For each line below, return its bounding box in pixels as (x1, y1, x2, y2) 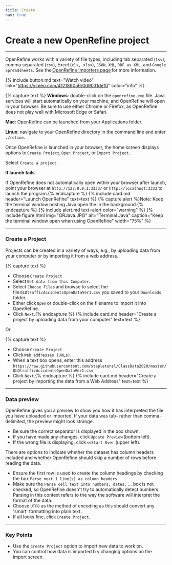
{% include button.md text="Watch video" (5, 77, 94, 83)
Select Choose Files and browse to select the (12, 283, 109, 289)
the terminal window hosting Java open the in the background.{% (5, 202, 144, 208)
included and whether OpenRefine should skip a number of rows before (5, 454, 157, 461)
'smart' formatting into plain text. (12, 508, 82, 515)
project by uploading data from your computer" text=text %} (12, 316, 140, 322)
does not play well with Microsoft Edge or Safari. (5, 109, 108, 115)
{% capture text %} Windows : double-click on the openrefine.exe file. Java (5, 93, 165, 99)
